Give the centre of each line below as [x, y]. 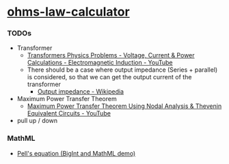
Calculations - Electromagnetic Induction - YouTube [100, 63]
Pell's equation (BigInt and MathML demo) [76, 153]
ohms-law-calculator [68, 12]
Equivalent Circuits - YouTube [69, 113]
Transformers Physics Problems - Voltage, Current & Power [111, 55]
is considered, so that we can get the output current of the [109, 77]
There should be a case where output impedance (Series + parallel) [122, 70]
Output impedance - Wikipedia [81, 92]
